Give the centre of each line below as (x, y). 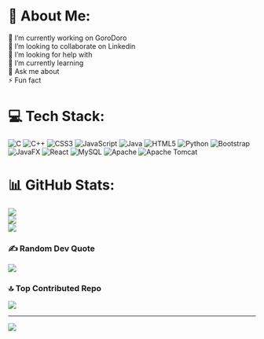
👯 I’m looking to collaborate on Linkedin (72, 46)
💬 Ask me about (34, 71)
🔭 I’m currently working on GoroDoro (68, 38)
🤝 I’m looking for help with (50, 54)
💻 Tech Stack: (57, 116)
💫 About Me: (49, 16)
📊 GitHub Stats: (62, 185)
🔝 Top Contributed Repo (55, 289)
